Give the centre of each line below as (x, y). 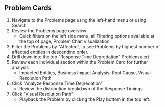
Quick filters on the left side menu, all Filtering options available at (87, 36)
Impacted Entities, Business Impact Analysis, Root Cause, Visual (85, 73)
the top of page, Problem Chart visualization (64, 41)
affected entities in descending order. (50, 52)
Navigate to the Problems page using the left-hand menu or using (79, 20)
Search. (20, 25)
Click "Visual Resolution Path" (42, 94)
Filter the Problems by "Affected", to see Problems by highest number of (86, 46)
